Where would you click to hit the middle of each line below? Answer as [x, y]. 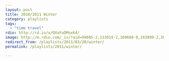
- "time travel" [27, 28]
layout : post [19, 10]
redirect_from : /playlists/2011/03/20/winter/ [55, 42]
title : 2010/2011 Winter [31, 14]
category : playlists [27, 19]
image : [12, 38]
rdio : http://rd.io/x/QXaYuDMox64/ [43, 33]
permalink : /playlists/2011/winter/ [44, 47]
